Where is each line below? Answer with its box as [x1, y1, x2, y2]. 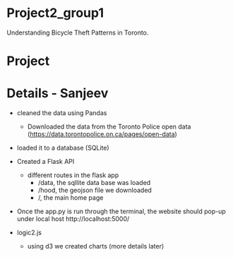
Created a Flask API [16, 157, 75, 166]
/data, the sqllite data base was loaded [37, 179, 151, 187]
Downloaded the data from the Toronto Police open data [27, 122, 191, 131]
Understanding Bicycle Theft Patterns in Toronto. [6, 28, 149, 37]
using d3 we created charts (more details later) [27, 242, 165, 251]
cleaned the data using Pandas [16, 109, 107, 117]
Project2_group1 [6, 5, 104, 21]
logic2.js [16, 228, 42, 237]
